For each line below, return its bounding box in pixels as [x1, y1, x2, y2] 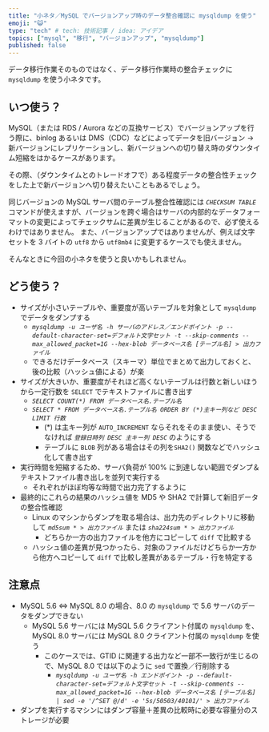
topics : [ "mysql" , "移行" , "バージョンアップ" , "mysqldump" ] [8, 34, 204, 42]
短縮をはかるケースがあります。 [14, 153, 120, 163]
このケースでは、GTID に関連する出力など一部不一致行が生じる [43, 650, 252, 661]
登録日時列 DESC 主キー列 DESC [74, 433, 168, 441]
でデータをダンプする [19, 312, 90, 322]
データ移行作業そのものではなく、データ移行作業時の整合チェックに [8, 65, 233, 74]
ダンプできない [34, 610, 84, 621]
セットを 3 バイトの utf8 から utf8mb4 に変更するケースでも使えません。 [8, 237, 246, 247]
